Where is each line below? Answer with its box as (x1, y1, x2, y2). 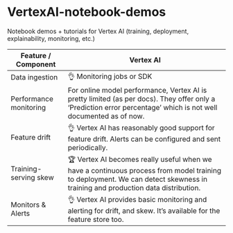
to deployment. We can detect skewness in (67, 174, 208, 184)
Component (16, 59, 56, 69)
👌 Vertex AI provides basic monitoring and (67, 194, 207, 204)
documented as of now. (67, 111, 145, 121)
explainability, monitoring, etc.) (7, 34, 96, 42)
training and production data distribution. (67, 183, 201, 192)
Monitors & (10, 200, 46, 209)
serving (10, 173, 36, 183)
